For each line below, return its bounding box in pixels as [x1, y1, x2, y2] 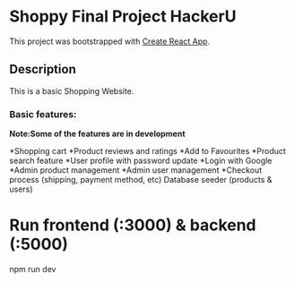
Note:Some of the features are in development [9, 128, 186, 140]
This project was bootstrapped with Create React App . [9, 36, 211, 47]
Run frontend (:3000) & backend [9, 215, 257, 236]
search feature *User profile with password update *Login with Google [9, 155, 273, 167]
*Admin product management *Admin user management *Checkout [9, 165, 263, 176]
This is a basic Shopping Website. [9, 85, 134, 96]
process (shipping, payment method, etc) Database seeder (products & [9, 175, 273, 185]
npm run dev [9, 263, 56, 274]
